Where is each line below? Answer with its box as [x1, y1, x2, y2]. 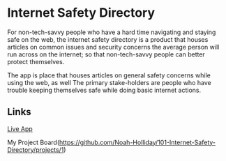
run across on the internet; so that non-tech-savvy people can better [7, 50, 206, 59]
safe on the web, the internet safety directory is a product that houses [7, 35, 209, 43]
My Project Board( [7, 138, 60, 146]
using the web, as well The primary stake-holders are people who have [7, 78, 211, 86]
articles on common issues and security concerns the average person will [7, 43, 220, 51]
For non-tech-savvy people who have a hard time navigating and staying [7, 28, 216, 36]
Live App [7, 124, 33, 133]
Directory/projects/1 [7, 145, 64, 154]
